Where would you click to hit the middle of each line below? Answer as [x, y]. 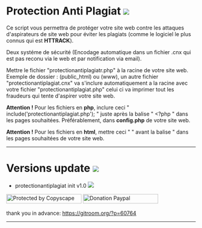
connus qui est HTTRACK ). [40, 40]
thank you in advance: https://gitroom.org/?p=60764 [71, 213]
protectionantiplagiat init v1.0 [50, 185]
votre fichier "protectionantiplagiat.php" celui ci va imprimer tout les [90, 89]
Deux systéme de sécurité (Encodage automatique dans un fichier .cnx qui [99, 52]
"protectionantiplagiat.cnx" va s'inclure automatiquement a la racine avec [97, 83]
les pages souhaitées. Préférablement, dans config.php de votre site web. [98, 120]
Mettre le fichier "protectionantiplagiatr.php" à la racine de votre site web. [97, 70]
